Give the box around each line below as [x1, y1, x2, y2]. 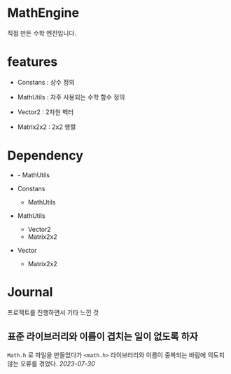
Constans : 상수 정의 [17, 78, 75, 86]
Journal [7, 284, 53, 300]
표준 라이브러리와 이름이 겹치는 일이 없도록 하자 [7, 331, 198, 342]
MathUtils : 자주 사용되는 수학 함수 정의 [17, 92, 125, 101]
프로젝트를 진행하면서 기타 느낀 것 [7, 308, 99, 317]
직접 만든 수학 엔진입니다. [7, 29, 77, 37]
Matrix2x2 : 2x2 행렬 [17, 123, 76, 131]
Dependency [7, 148, 84, 164]
